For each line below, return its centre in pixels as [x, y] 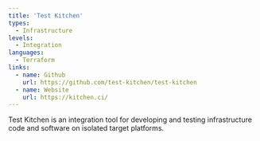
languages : [26, 53]
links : [19, 68]
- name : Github [41, 75]
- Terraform [35, 61]
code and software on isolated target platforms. [86, 128]
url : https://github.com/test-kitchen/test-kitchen [110, 82]
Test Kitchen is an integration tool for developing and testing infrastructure [130, 119]
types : [19, 23]
